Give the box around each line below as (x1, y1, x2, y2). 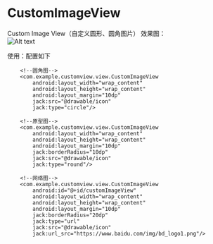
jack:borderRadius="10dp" (32, 148, 109, 156)
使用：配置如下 (7, 51, 51, 60)
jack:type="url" (32, 217, 80, 225)
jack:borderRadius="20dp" (32, 212, 109, 219)
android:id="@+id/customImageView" (32, 187, 137, 194)
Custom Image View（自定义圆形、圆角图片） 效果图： (7, 29, 166, 37)
